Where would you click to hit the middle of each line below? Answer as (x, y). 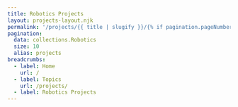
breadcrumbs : (27, 60)
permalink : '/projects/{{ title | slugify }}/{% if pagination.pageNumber (120, 27)
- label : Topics (38, 79)
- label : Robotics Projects (55, 92)
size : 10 (27, 46)
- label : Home (34, 66)
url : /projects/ (44, 86)
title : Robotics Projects (45, 14)
